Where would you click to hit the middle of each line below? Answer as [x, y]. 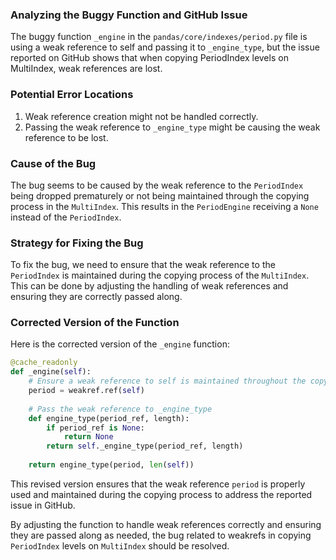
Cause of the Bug [53, 163]
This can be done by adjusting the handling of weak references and [149, 286]
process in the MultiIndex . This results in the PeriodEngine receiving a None [164, 206]
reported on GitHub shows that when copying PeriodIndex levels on [149, 58]
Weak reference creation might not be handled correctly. [141, 116]
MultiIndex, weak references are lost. [86, 69]
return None [88, 437]
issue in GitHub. [43, 505]
